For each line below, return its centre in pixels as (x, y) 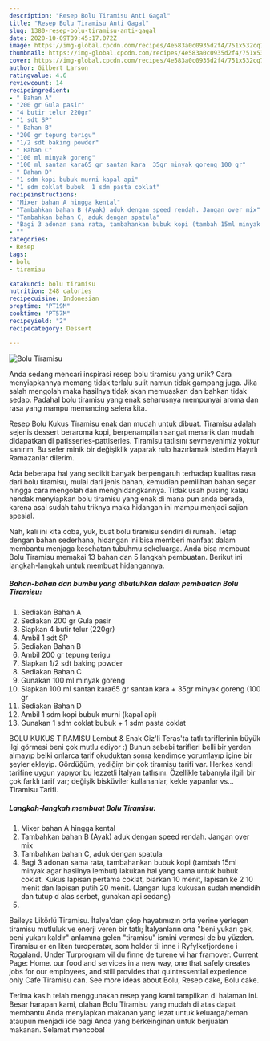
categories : (29, 240)
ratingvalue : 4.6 (38, 75)
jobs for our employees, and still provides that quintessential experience (128, 972)
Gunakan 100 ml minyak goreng (73, 680)
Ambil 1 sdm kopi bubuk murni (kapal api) (89, 715)
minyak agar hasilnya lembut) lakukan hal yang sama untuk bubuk (129, 871)
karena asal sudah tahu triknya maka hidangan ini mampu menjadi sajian (129, 507)
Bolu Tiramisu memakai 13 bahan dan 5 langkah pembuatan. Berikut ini (126, 557)
